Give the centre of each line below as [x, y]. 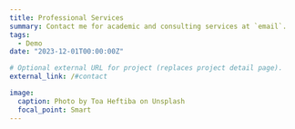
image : [22, 93]
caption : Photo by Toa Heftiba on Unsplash [101, 101]
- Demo [30, 43]
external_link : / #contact [58, 77]
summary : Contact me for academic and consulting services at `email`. [148, 26]
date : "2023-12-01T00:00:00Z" [67, 52]
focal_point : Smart [55, 110]
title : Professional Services [67, 18]
